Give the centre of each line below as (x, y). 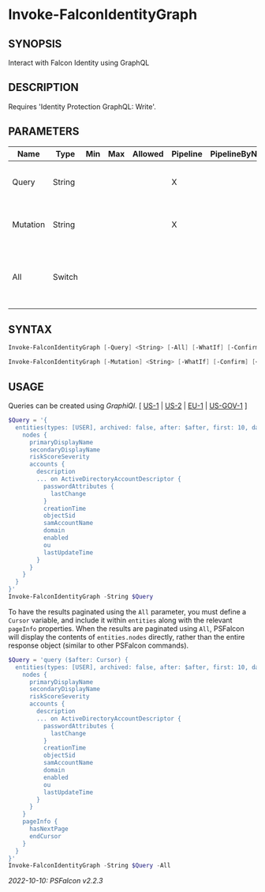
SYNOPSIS (35, 44)
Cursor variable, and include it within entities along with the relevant (120, 620)
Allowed (148, 153)
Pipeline (187, 153)
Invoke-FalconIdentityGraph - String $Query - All (90, 866)
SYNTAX (30, 330)
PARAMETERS (44, 132)
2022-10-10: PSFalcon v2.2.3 (56, 881)
